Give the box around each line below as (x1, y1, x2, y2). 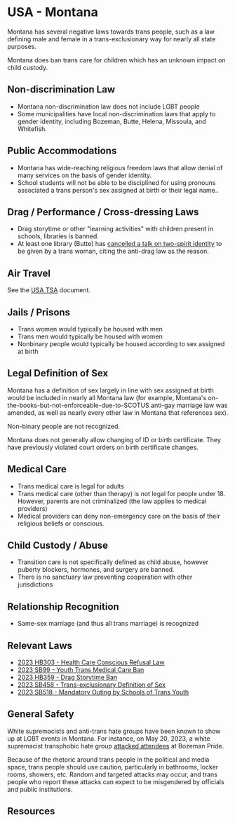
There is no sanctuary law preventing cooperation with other (17, 573, 193, 582)
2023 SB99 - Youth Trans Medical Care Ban (17, 666, 145, 674)
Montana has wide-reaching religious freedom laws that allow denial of (17, 163, 223, 172)
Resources (7, 805, 55, 817)
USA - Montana (7, 4, 98, 20)
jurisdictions (17, 580, 53, 589)
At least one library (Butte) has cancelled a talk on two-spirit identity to (17, 240, 222, 248)
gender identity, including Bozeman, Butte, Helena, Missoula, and (17, 117, 206, 125)
